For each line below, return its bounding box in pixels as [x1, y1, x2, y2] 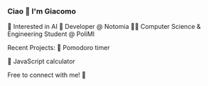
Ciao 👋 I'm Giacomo [7, 6, 77, 16]
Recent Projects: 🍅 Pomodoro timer [7, 44, 110, 52]
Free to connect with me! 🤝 [7, 70, 87, 80]
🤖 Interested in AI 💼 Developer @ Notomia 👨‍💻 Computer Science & [7, 23, 201, 31]
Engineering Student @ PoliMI [7, 30, 95, 38]
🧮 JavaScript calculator [7, 57, 76, 66]
